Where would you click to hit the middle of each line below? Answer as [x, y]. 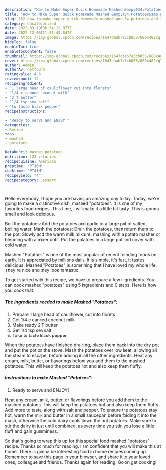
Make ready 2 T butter [35, 325]
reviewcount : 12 [22, 79]
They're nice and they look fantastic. [42, 270]
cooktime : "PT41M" [24, 171]
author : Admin [20, 65]
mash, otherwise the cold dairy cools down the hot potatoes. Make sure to [81, 421]
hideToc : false [21, 42]
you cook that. [20, 290]
